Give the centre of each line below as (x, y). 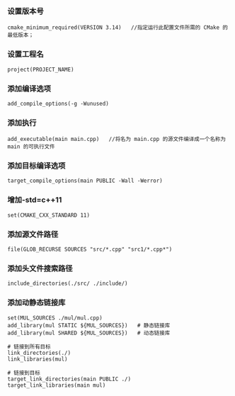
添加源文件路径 (33, 234)
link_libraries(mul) (38, 359)
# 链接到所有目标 (29, 346)
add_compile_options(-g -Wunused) (58, 103)
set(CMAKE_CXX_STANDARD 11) (49, 215)
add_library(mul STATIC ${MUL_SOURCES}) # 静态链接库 (89, 325)
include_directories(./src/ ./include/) (68, 284)
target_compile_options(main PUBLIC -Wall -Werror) (85, 181)
